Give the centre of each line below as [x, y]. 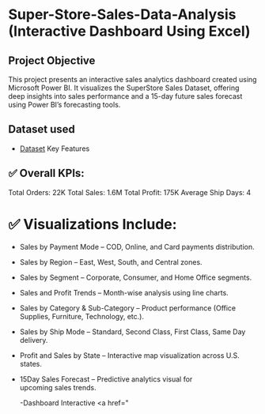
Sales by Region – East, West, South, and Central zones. [111, 262]
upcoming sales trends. [58, 387]
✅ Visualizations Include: [93, 224]
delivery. [34, 340]
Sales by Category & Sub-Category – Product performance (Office [128, 308]
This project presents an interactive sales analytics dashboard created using [132, 79]
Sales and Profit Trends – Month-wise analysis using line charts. [124, 292]
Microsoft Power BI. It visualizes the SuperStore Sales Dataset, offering [124, 88]
